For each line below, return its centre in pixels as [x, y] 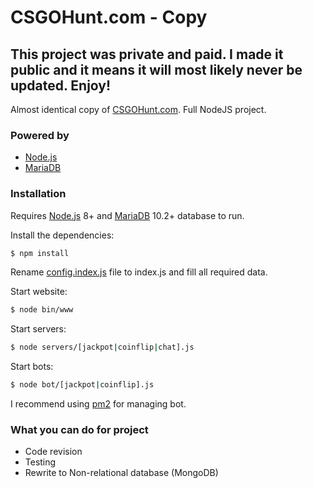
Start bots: [32, 367]
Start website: [39, 292]
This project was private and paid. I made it [147, 54]
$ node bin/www [42, 310]
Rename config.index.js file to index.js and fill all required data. [139, 272]
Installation [38, 194]
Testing [40, 462]
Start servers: [38, 329]
